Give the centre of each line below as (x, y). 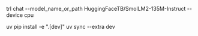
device (14, 15)
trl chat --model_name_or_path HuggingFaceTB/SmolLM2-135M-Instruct (96, 9)
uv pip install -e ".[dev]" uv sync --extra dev (61, 27)
